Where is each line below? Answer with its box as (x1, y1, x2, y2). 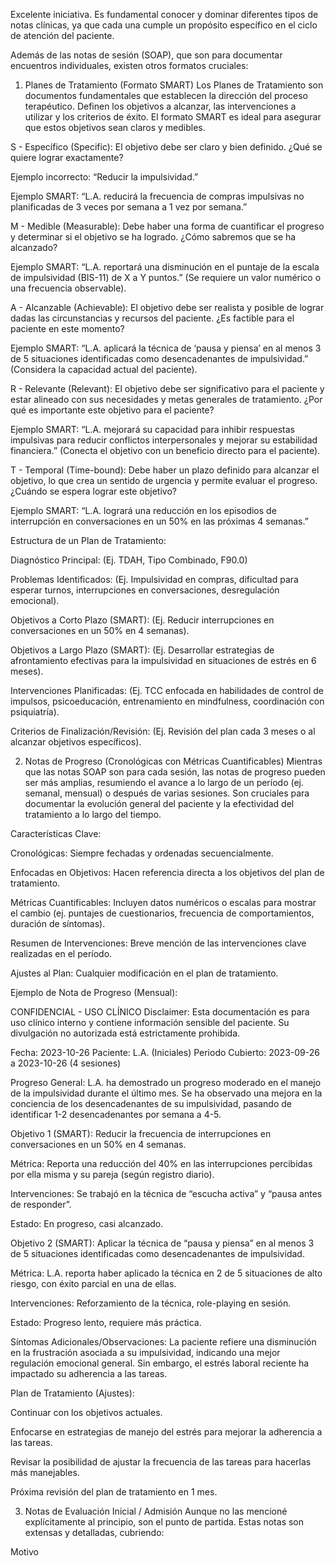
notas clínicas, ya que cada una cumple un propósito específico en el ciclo (10, 19, 318, 31)
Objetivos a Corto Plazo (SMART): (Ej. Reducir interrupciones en (10, 614, 275, 626)
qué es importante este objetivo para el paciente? (10, 404, 215, 416)
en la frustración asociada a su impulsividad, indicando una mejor (10, 1347, 281, 1358)
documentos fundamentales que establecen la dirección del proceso (24, 90, 309, 101)
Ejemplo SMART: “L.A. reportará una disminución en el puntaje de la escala (10, 261, 320, 273)
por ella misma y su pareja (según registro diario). (10, 1169, 215, 1180)
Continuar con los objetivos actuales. (10, 1407, 163, 1418)
